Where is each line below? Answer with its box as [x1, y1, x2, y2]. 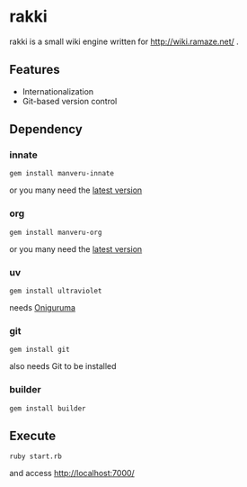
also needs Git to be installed [9, 361, 117, 372]
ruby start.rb [9, 452, 63, 461]
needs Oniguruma [9, 302, 76, 313]
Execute [9, 428, 57, 444]
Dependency [9, 122, 83, 137]
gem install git [9, 345, 70, 355]
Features [9, 62, 60, 77]
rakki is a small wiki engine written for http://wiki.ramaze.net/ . [9, 36, 240, 47]
